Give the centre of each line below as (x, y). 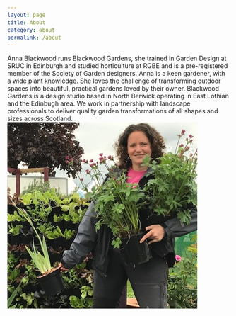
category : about (31, 30)
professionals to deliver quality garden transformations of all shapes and (113, 111)
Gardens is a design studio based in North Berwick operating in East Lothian (118, 96)
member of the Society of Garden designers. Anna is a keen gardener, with (116, 74)
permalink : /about (34, 38)
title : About (26, 22)
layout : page (26, 15)
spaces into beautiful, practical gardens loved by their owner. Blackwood (113, 89)
